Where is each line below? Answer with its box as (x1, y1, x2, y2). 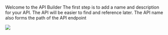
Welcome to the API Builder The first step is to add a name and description (5, 4, 159, 10)
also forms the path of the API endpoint (5, 15, 87, 20)
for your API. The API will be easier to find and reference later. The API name (5, 9, 163, 15)
